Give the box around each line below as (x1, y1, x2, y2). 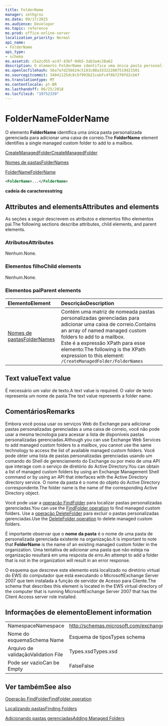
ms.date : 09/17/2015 (5, 17, 48, 22)
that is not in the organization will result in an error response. (5, 557, 130, 563)
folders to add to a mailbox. (60, 333, 125, 340)
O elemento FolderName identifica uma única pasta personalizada (5, 129, 142, 135)
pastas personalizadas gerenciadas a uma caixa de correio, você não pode (5, 426, 160, 432)
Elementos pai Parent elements (5, 287, 81, 294)
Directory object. (5, 490, 40, 496)
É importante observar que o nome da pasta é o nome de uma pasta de (5, 530, 153, 536)
